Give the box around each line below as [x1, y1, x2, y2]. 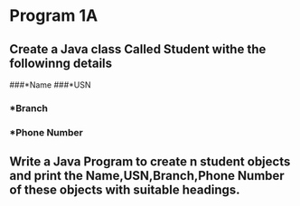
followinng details [9, 55, 113, 70]
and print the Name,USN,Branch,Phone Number [9, 168, 285, 183]
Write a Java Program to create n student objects [9, 154, 291, 170]
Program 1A [9, 5, 98, 26]
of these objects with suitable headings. [9, 183, 241, 198]
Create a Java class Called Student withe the [9, 42, 267, 57]
